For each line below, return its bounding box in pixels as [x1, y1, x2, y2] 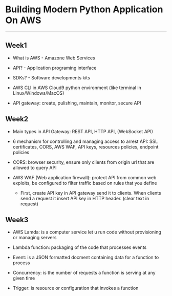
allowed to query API [12, 164, 57, 171]
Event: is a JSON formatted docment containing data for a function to [12, 255, 159, 261]
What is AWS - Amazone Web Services [12, 55, 96, 61]
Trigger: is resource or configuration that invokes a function [12, 285, 139, 291]
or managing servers [12, 235, 57, 241]
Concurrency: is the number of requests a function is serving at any [12, 270, 156, 276]
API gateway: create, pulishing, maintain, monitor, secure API [12, 100, 141, 106]
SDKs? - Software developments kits [12, 74, 91, 80]
